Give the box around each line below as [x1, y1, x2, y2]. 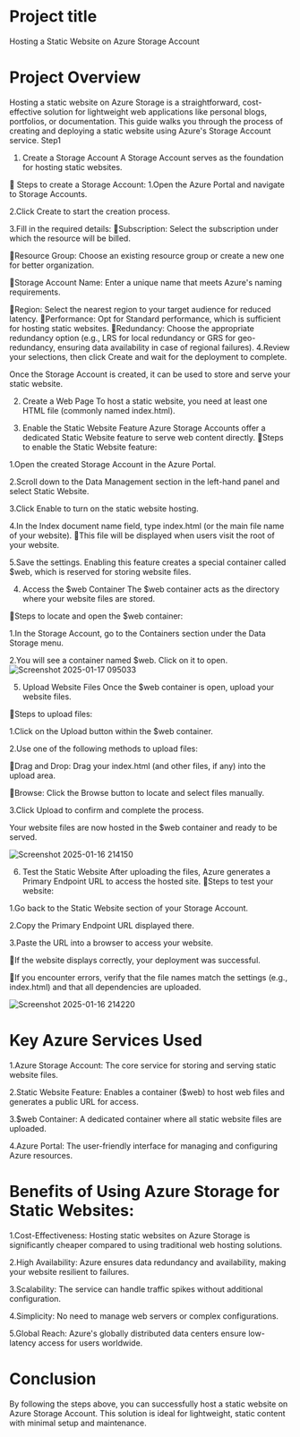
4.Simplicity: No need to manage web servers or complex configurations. [9, 1310, 279, 1322]
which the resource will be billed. [9, 233, 132, 244]
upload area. [9, 770, 56, 781]
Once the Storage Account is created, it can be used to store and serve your [9, 369, 291, 380]
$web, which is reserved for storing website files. [9, 566, 192, 577]
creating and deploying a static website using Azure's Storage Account [9, 125, 271, 136]
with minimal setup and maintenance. [9, 1417, 147, 1428]
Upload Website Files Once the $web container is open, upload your [21, 681, 275, 692]
